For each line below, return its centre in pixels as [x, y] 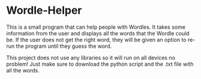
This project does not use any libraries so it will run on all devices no [91, 57]
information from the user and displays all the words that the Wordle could [98, 33]
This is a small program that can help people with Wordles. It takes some [96, 27]
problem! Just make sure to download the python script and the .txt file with [100, 64]
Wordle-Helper [44, 10]
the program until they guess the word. [64, 46]
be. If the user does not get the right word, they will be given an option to [96, 39]
